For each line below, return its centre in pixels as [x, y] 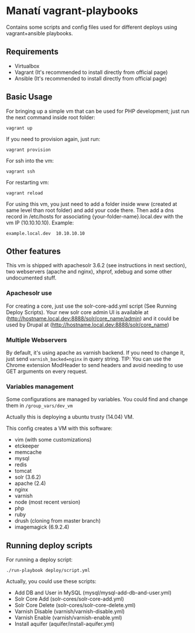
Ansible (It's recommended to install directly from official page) [90, 78]
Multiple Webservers [37, 340]
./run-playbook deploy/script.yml [48, 571]
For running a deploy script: [40, 560]
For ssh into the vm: [30, 160]
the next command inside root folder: [51, 117]
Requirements [32, 52]
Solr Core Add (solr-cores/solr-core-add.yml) [69, 599]
